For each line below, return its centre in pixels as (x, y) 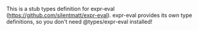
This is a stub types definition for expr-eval (61, 9)
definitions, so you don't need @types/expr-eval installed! (79, 22)
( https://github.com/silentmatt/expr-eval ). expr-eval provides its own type (99, 15)
